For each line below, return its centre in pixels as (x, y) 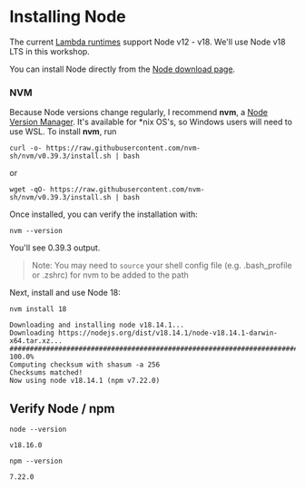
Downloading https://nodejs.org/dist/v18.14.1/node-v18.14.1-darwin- (144, 333)
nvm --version (36, 231)
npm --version (36, 461)
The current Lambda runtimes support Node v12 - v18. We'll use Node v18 (148, 42)
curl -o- (26, 148)
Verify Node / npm (62, 409)
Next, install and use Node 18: (65, 293)
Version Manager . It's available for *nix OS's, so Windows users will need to (151, 122)
